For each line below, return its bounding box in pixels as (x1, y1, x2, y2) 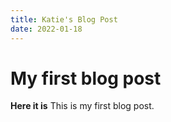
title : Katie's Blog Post (10, 14, 118, 25)
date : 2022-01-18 (10, 24, 83, 34)
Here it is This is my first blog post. (10, 100, 155, 112)
